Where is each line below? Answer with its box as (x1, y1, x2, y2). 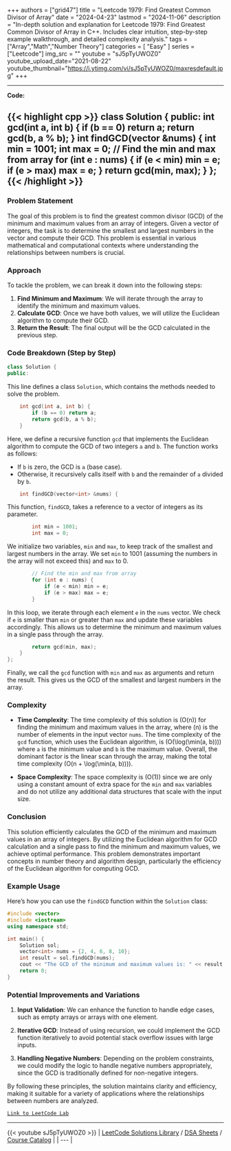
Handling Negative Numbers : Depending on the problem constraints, (16, 1054, 214, 1062)
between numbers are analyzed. (7, 1097, 99, 1105)
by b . (16, 477, 32, 485)
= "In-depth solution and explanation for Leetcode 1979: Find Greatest (7, 21, 206, 28)
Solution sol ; (19, 941, 60, 949)
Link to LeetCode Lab (7, 1110, 69, 1117)
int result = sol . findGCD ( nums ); (19, 954, 115, 961)
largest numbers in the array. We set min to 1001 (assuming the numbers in (7, 550, 218, 558)
